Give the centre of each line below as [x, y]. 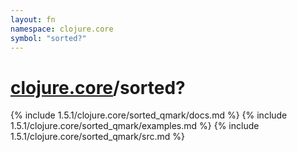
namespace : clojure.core [62, 29]
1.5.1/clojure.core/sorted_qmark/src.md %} [98, 137]
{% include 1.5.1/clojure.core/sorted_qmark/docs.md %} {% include [149, 115]
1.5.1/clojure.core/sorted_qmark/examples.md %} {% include [135, 126]
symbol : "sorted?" [48, 38]
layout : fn [33, 19]
